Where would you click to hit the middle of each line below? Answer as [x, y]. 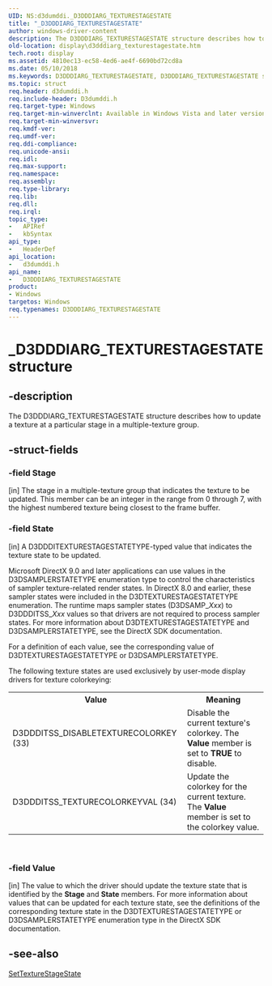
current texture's [219, 723]
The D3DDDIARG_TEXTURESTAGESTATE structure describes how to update [135, 416]
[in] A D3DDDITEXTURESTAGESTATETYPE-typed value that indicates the [130, 546]
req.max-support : [38, 167]
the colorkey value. [223, 827]
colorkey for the [217, 786]
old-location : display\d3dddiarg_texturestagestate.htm [104, 46]
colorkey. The [213, 733]
